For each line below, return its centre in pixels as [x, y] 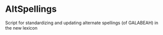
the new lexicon [21, 28]
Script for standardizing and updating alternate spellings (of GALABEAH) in [82, 23]
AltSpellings [31, 9]
